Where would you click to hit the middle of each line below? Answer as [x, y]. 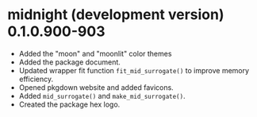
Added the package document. [69, 62]
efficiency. [36, 79]
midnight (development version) [116, 15]
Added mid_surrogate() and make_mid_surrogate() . [102, 96]
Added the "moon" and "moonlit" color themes [95, 53]
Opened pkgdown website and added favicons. [96, 87]
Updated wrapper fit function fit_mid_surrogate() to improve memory [134, 70]
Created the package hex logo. [69, 104]
